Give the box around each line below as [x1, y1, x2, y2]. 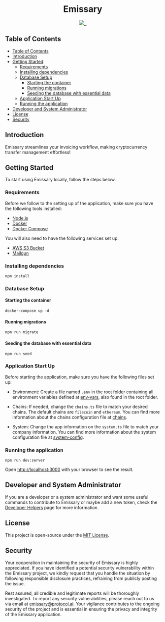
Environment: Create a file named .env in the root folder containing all [12, 389, 154, 395]
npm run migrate [5, 330, 38, 335]
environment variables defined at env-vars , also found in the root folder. [12, 394, 159, 400]
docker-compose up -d [5, 309, 50, 313]
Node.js [12, 215, 29, 221]
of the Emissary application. [5, 611, 62, 617]
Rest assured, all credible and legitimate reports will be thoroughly [5, 590, 139, 596]
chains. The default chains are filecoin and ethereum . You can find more [12, 409, 160, 415]
